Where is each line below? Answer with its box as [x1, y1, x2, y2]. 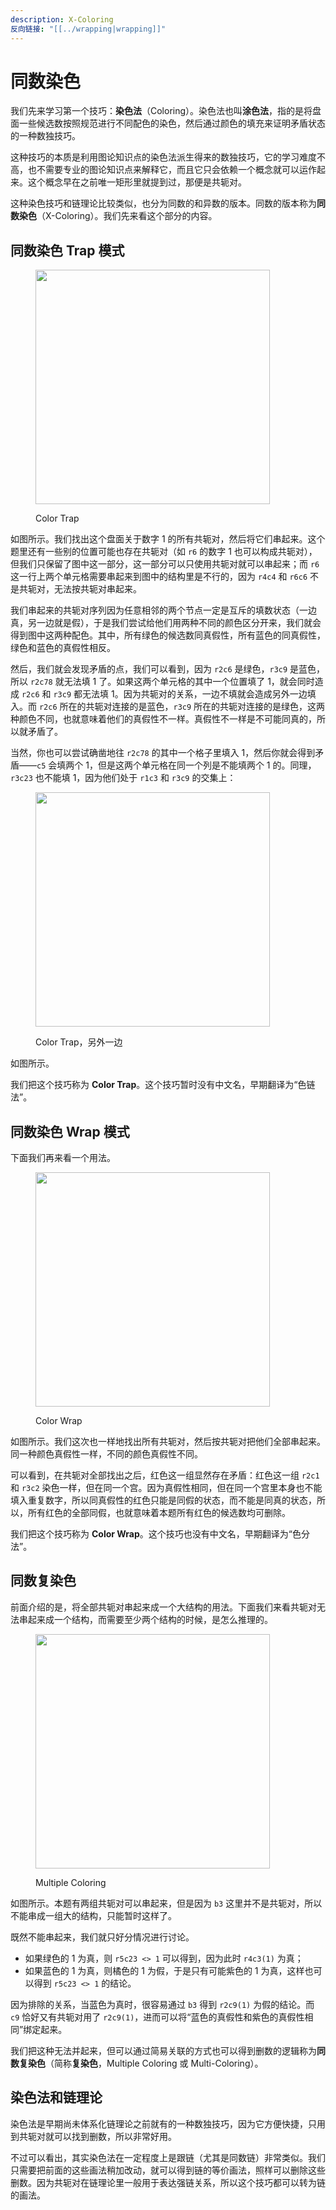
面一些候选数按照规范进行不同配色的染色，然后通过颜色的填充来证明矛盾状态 [10, 117, 326, 130]
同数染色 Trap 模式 [10, 242, 125, 259]
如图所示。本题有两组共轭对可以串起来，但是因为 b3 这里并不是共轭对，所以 [10, 1897, 323, 1909]
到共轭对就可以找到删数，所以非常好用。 [10, 2130, 177, 2142]
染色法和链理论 [10, 2089, 103, 2106]
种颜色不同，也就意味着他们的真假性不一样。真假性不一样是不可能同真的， [10, 713, 317, 725]
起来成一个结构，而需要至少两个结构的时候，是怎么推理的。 [27, 1613, 273, 1625]
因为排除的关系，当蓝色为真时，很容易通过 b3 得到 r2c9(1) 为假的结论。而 [10, 1998, 315, 2010]
